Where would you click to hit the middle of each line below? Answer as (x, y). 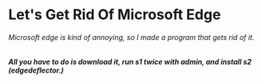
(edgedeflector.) (36, 70)
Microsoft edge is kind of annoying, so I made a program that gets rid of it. (131, 37)
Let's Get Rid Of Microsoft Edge (115, 15)
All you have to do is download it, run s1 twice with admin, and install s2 (130, 62)
